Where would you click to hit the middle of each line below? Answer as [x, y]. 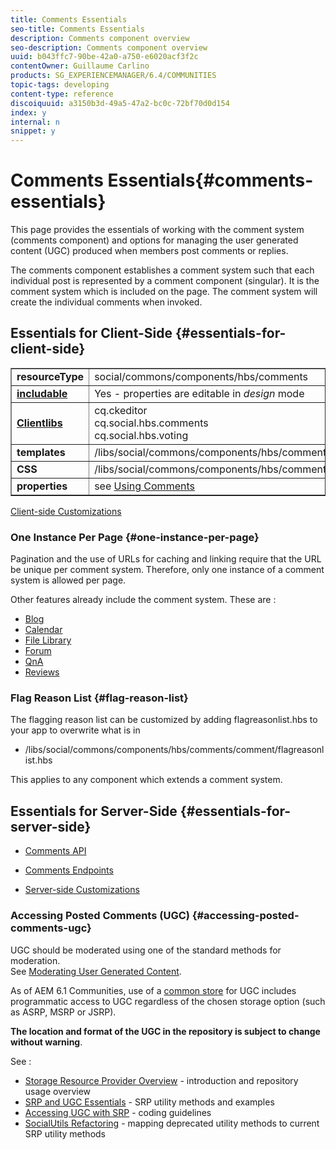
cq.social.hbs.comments [151, 423]
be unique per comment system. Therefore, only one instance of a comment [167, 570]
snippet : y [33, 131]
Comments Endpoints [69, 870]
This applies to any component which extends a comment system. [146, 780]
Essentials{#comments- [210, 180]
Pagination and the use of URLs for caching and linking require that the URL [166, 559]
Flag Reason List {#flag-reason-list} [99, 698]
